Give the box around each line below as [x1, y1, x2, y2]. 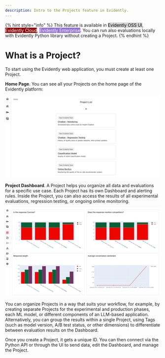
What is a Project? [5, 50, 81, 61]
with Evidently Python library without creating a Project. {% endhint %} [5, 33, 149, 38]
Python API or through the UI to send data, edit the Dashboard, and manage [5, 342, 159, 348]
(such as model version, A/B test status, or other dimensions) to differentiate [5, 322, 161, 328]
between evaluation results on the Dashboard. [5, 327, 99, 333]
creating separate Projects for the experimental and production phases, [5, 306, 150, 312]
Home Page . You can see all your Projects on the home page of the [5, 81, 142, 87]
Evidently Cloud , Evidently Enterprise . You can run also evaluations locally [5, 27, 156, 33]
